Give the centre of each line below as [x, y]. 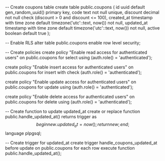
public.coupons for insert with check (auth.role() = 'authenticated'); [73, 72]
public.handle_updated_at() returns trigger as [51, 117]
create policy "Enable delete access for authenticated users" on [70, 97]
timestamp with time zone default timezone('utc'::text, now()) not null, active [82, 28]
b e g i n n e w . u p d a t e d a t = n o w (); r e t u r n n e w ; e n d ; [83, 125]
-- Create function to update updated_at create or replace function [73, 111]
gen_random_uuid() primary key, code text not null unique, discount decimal [82, 12]
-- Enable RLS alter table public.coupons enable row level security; [73, 43]
